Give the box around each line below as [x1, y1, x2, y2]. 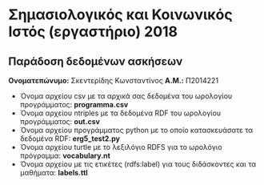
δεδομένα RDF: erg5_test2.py [19, 134, 121, 143]
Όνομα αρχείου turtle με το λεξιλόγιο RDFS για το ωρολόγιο [19, 143, 222, 151]
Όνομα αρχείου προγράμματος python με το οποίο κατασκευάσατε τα [19, 126, 254, 135]
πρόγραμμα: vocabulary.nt [19, 151, 110, 160]
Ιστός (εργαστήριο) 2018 [8, 22, 178, 41]
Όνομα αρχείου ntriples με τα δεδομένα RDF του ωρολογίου [19, 108, 222, 118]
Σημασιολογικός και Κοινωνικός [8, 6, 234, 24]
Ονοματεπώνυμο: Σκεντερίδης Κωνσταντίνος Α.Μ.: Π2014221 [8, 76, 218, 85]
